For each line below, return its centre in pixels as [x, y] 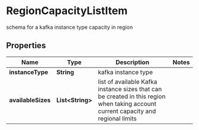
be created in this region [132, 96]
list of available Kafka [128, 82]
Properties [26, 46]
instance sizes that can [130, 89]
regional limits [118, 118]
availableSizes [30, 100]
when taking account [127, 104]
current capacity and [127, 111]
